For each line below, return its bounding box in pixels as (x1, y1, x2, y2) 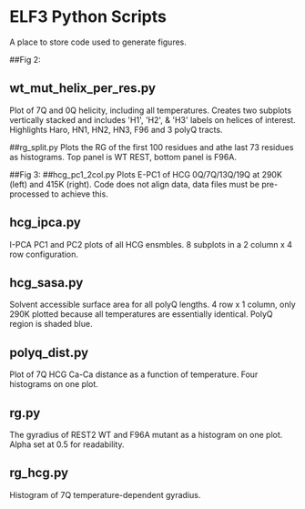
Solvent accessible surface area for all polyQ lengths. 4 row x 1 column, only (9, 299, 296, 310)
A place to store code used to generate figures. (9, 36, 187, 47)
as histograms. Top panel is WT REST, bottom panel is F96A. (9, 151, 237, 162)
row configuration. (9, 249, 79, 260)
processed (9, 188, 50, 199)
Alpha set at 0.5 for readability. (9, 439, 125, 450)
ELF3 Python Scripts (9, 6, 167, 27)
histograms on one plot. (9, 379, 98, 390)
